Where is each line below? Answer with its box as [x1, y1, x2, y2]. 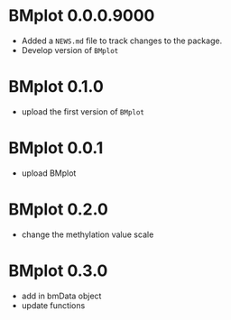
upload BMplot [21, 168, 77, 178]
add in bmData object [21, 290, 102, 301]
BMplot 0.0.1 [8, 138, 104, 159]
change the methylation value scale [21, 229, 154, 240]
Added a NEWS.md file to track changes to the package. [21, 35, 223, 46]
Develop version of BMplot [21, 44, 119, 55]
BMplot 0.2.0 [8, 199, 109, 219]
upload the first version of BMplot [21, 105, 145, 117]
